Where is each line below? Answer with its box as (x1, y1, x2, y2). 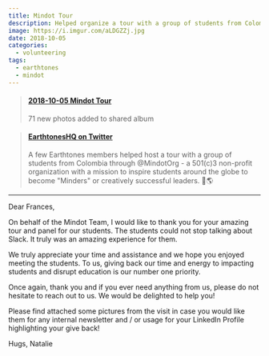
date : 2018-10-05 (8, 34, 66, 42)
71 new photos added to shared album (27, 114, 155, 123)
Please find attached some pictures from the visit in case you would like (8, 306, 246, 316)
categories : (8, 42, 48, 50)
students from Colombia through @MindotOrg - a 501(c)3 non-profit (27, 158, 253, 168)
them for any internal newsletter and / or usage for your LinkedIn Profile (8, 315, 244, 325)
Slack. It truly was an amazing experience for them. (8, 234, 178, 244)
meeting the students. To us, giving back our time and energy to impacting (8, 258, 255, 268)
